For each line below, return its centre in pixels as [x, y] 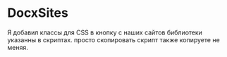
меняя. [18, 47]
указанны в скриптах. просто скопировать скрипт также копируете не [114, 39]
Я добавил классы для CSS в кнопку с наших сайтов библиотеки [105, 32]
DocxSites [38, 13]
